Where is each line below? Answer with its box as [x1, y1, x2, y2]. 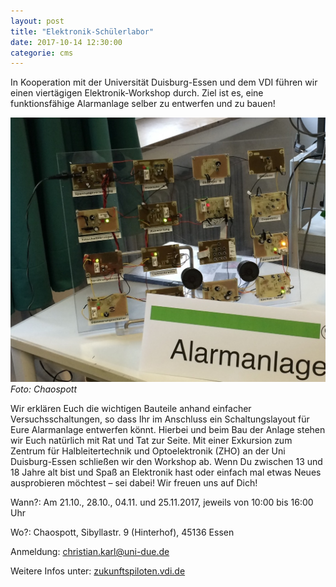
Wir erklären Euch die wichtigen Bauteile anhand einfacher [10, 403, 252, 415]
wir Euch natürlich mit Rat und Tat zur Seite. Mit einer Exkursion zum [10, 435, 293, 447]
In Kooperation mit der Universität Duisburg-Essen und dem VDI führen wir [10, 76, 318, 89]
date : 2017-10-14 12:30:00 [10, 37, 123, 47]
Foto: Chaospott [10, 383, 77, 395]
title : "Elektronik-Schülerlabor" [10, 26, 155, 37]
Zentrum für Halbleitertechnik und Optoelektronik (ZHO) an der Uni [10, 445, 286, 457]
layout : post [10, 16, 65, 26]
